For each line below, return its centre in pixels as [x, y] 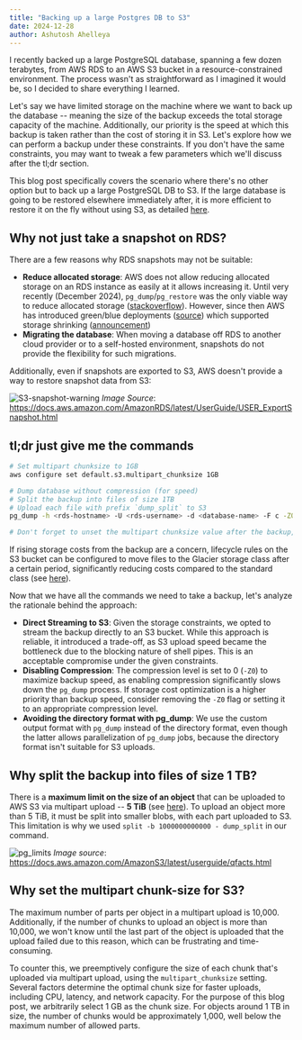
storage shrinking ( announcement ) [86, 325]
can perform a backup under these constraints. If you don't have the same [147, 144]
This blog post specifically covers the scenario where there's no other [139, 181]
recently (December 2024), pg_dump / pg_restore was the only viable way [155, 296]
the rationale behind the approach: [73, 605]
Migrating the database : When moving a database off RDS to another [151, 335]
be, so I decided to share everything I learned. [94, 89]
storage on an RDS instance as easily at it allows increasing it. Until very [155, 287]
